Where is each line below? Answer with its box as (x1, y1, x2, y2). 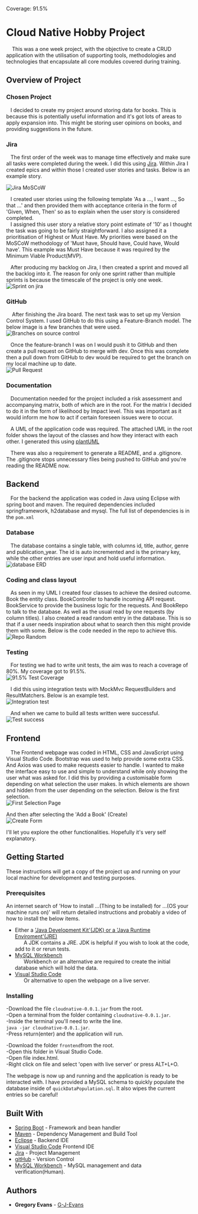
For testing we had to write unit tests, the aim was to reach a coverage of (10, 661, 188, 669)
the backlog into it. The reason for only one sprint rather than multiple (6, 270, 176, 277)
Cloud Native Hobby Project (6, 26, 145, 39)
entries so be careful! (6, 1091, 58, 1098)
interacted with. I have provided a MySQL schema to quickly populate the (6, 1079, 185, 1086)
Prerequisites (6, 889, 46, 897)
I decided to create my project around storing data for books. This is (10, 106, 176, 113)
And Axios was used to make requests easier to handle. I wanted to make (6, 761, 185, 769)
